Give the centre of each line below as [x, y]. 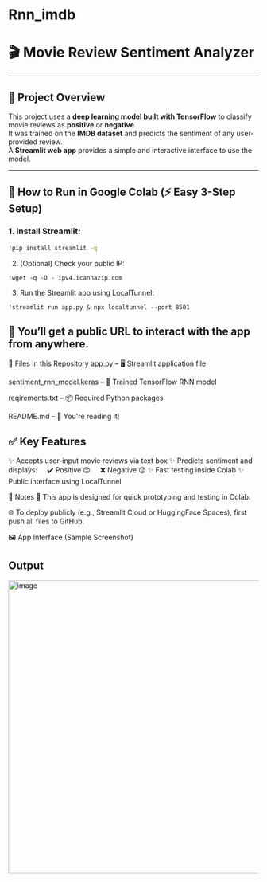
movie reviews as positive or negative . [72, 124]
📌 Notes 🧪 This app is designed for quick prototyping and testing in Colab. [130, 497]
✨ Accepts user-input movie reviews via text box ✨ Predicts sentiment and [130, 461]
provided [23, 142]
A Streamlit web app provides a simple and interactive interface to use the [130, 150]
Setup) [25, 209]
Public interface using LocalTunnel [65, 482]
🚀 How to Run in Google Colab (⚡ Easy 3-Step [122, 192]
